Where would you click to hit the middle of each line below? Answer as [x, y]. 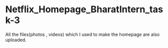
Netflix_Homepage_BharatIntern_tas [84, 9]
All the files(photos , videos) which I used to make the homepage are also [82, 34]
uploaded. [16, 40]
